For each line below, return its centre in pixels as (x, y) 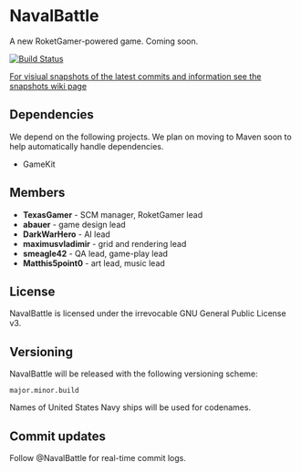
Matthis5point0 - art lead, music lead (94, 263)
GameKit (39, 164)
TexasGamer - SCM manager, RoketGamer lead (113, 214)
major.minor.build (44, 391)
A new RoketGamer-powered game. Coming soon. (104, 41)
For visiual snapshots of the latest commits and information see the (135, 76)
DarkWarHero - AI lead (67, 234)
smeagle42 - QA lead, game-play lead (95, 253)
